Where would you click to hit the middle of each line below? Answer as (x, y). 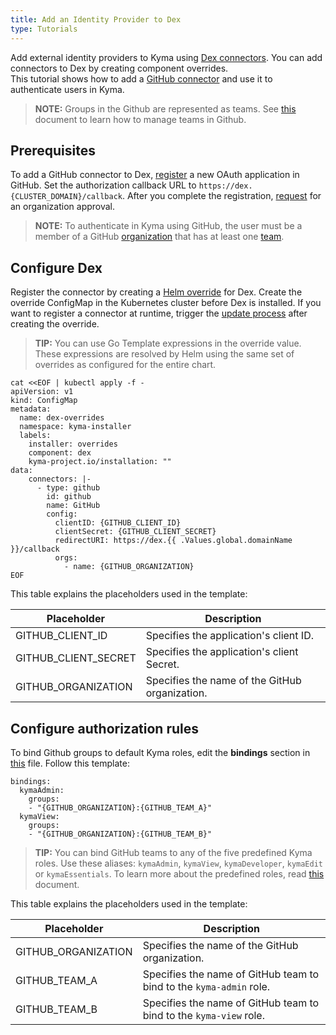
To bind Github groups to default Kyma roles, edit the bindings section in (160, 752)
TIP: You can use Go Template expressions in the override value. (168, 343)
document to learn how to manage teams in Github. (140, 119)
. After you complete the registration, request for (221, 196)
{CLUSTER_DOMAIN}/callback (66, 197)
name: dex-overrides (62, 418)
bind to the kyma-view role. (203, 1015)
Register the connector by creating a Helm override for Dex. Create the (156, 292)
